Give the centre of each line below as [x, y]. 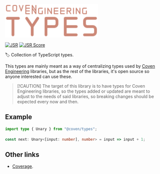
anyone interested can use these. [39, 76]
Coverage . [23, 166]
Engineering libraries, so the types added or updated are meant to [83, 91]
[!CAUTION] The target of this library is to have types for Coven [81, 86]
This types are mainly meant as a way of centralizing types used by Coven [80, 66]
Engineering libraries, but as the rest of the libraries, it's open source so [77, 71]
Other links [22, 155]
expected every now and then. [48, 102]
